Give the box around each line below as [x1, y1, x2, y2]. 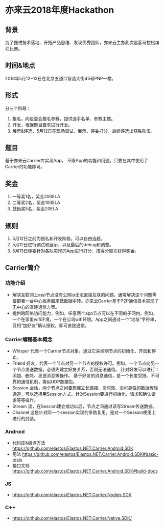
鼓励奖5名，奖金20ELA [12, 206, 59, 212]
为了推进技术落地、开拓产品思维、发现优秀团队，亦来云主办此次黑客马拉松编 [5, 40, 160, 45]
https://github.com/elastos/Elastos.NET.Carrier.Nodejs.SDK [12, 492, 132, 497]
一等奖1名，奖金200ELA [12, 194, 60, 200]
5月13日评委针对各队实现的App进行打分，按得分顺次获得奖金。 [12, 248, 140, 254]
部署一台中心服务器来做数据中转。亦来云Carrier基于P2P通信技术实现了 [16, 298, 159, 304]
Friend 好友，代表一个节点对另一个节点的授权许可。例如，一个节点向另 [12, 360, 155, 366]
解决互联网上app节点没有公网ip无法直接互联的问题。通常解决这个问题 [12, 292, 153, 297]
